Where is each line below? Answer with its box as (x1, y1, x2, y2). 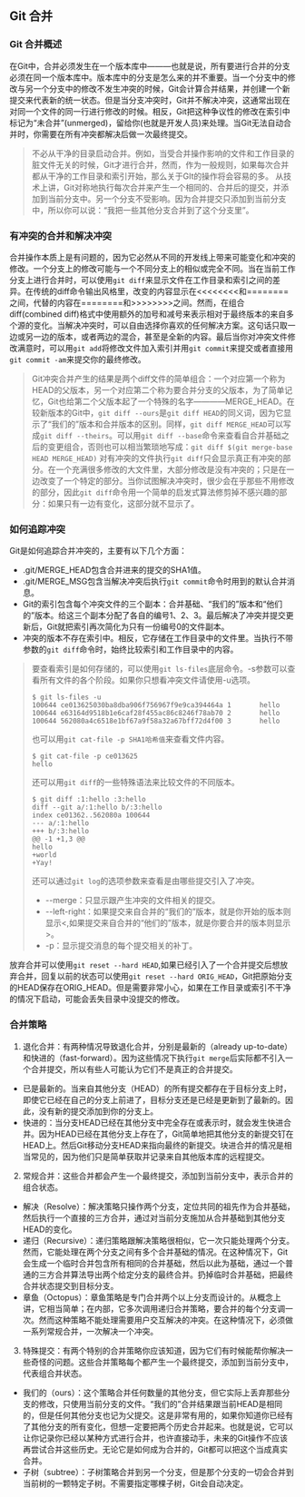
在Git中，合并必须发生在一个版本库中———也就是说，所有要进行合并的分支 (9, 60, 290, 71)
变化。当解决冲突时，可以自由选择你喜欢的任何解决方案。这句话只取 (33, 320, 288, 330)
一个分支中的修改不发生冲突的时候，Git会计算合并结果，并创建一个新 (33, 83, 290, 94)
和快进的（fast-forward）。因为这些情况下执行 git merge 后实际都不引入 (22, 1052, 286, 1063)
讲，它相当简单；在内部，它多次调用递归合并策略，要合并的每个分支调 (22, 1303, 286, 1314)
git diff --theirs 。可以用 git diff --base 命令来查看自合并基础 (39, 429, 281, 440)
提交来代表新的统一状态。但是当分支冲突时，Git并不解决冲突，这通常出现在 (9, 94, 290, 105)
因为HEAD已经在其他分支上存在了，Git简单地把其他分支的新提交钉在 (38, 1128, 294, 1139)
